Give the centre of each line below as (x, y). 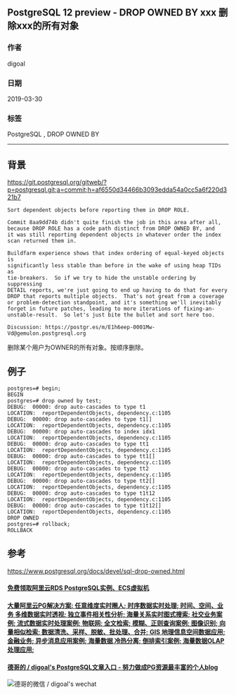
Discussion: (25, 327)
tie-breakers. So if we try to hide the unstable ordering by (102, 278)
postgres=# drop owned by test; (54, 400)
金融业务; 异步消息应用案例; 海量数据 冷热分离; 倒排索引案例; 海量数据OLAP (116, 641)
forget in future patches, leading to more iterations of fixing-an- (111, 309)
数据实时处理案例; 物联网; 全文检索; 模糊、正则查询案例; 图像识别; (124, 623)
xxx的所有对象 (48, 26)
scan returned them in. (42, 241)
